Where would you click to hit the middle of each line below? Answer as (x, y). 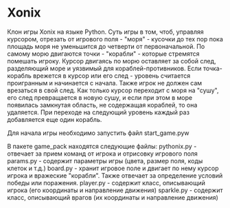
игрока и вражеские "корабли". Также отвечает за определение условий (115, 175)
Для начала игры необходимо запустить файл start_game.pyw (99, 133)
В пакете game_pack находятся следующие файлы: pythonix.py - (102, 146)
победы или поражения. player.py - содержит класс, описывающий (106, 183)
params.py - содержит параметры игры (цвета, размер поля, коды (105, 160)
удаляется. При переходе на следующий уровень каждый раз (99, 112)
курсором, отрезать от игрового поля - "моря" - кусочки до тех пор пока (115, 39)
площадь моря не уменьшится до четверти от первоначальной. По (106, 46)
